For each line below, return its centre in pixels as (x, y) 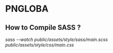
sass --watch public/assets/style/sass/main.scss (56, 39)
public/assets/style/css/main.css (40, 45)
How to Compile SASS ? (43, 28)
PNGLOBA (27, 9)
